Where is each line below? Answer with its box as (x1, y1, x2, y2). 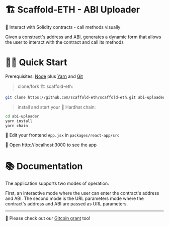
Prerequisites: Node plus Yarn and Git (5, 73, 83, 79)
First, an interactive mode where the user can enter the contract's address (5, 190, 159, 196)
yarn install (5, 119, 33, 124)
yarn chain (5, 123, 28, 128)
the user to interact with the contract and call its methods (5, 39, 124, 45)
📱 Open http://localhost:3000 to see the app (5, 142, 97, 148)
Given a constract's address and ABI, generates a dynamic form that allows (5, 34, 161, 40)
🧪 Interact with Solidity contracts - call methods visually (5, 24, 121, 30)
